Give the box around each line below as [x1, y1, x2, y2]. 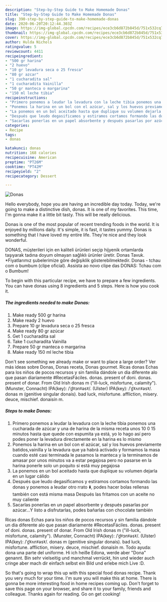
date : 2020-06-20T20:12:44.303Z [5, 21, 72, 26]
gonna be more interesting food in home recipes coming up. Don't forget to [5, 581, 159, 587]
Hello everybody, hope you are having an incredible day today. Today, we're [5, 201, 161, 207]
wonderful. [5, 237, 27, 243]
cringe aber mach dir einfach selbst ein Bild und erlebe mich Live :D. [5, 560, 145, 566]
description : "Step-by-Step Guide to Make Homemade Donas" [5, 7, 130, 12]
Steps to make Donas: [5, 407, 52, 413]
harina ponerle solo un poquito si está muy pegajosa [12, 463, 120, 469]
